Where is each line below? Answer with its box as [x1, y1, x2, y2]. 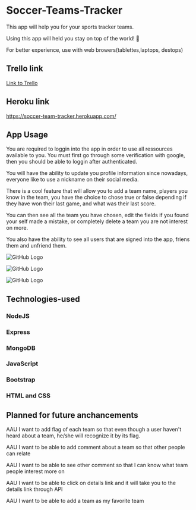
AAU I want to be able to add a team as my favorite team [6, 498, 144, 505]
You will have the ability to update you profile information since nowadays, [6, 170, 188, 177]
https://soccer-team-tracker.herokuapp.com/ [6, 112, 117, 120]
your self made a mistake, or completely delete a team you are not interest [6, 218, 188, 225]
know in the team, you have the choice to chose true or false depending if [6, 194, 187, 201]
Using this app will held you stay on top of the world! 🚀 [6, 35, 140, 42]
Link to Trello [6, 79, 38, 86]
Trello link [6, 64, 43, 74]
